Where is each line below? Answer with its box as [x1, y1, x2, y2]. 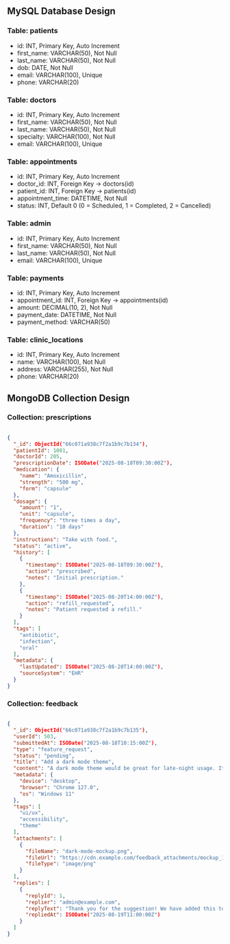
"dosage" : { [13, 498, 48, 505]
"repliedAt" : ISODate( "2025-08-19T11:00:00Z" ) [25, 911, 161, 919]
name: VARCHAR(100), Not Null [16, 358, 106, 366]
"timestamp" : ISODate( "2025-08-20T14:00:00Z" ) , [25, 593, 164, 600]
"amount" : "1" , [19, 504, 63, 511]
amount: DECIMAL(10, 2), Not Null [16, 303, 113, 311]
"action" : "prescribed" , [25, 568, 97, 575]
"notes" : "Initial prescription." [25, 575, 125, 582]
